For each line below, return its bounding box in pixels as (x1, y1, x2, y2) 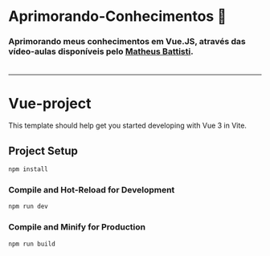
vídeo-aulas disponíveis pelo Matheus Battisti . (8, 46, 194, 57)
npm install (8, 165, 48, 173)
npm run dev (8, 202, 48, 211)
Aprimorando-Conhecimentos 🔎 (8, 7, 227, 26)
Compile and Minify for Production (8, 221, 146, 233)
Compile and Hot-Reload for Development (8, 185, 175, 196)
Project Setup (8, 144, 79, 157)
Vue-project (8, 94, 92, 112)
